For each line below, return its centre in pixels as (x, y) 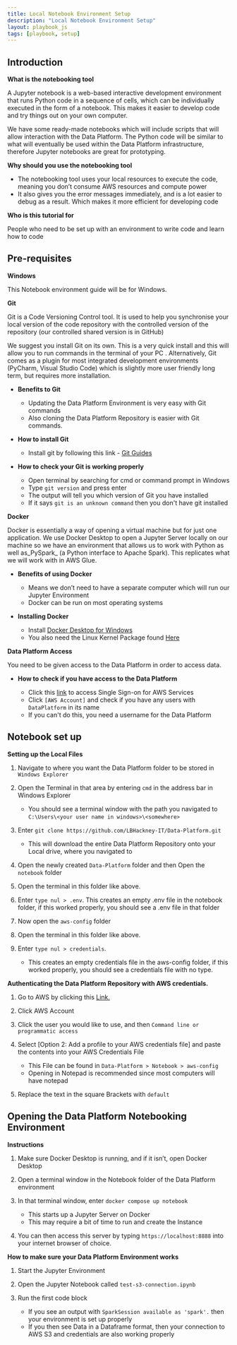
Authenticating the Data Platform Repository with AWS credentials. (108, 983)
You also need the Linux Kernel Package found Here (104, 638)
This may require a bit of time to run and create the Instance (115, 1222)
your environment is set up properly (80, 1319)
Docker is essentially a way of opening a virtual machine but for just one (112, 530)
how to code (25, 237)
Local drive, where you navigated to (80, 851)
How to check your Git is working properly (81, 466)
